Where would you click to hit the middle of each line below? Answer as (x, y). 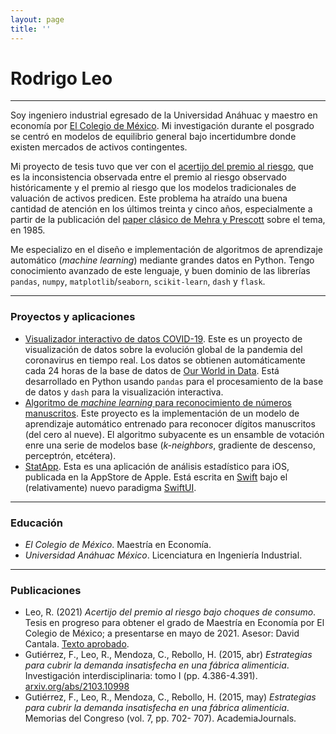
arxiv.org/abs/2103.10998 (77, 687)
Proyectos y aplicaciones (73, 317)
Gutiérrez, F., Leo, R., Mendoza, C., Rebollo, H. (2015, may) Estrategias (170, 697)
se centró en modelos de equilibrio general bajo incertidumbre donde (153, 137)
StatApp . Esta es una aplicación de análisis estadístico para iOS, (157, 466)
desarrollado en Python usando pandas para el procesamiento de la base (174, 381)
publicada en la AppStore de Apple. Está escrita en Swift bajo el (156, 477)
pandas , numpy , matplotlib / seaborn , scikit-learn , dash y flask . (138, 282)
